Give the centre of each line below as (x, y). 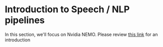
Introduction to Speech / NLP (67, 9)
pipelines (25, 20)
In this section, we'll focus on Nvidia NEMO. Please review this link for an (81, 34)
